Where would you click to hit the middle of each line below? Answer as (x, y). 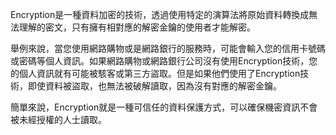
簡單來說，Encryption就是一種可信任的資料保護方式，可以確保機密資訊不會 (164, 107)
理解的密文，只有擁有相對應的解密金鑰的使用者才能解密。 (137, 27)
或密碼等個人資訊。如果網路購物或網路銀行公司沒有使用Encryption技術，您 (164, 61)
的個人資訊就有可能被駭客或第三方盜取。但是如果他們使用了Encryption (155, 73)
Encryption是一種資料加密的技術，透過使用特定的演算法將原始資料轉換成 (160, 14)
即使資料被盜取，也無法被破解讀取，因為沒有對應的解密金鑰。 (154, 86)
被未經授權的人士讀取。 (58, 119)
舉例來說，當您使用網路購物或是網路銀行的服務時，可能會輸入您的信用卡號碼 (168, 48)
